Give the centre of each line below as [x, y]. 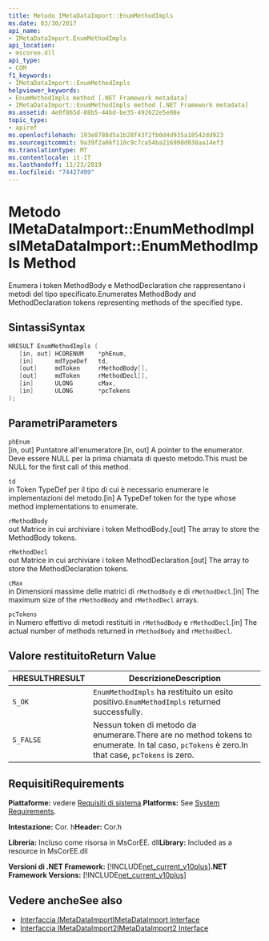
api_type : [25, 61]
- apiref [23, 128]
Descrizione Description [175, 679]
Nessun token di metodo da [145, 725]
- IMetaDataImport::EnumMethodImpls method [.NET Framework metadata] [128, 105]
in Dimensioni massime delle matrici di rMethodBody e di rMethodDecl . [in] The [134, 591]
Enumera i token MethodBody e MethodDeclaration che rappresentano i [127, 285]
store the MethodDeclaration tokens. [69, 568]
